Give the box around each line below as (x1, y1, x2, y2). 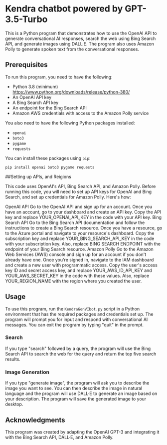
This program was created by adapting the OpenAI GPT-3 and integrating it (5, 428, 160, 435)
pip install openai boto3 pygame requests (5, 164, 95, 170)
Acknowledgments (5, 415, 66, 424)
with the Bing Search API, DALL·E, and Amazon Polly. (5, 434, 114, 440)
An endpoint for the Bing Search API (12, 104, 87, 110)
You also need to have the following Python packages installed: (5, 119, 135, 125)
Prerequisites (5, 60, 48, 69)
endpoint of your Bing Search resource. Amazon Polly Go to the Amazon (5, 246, 154, 252)
